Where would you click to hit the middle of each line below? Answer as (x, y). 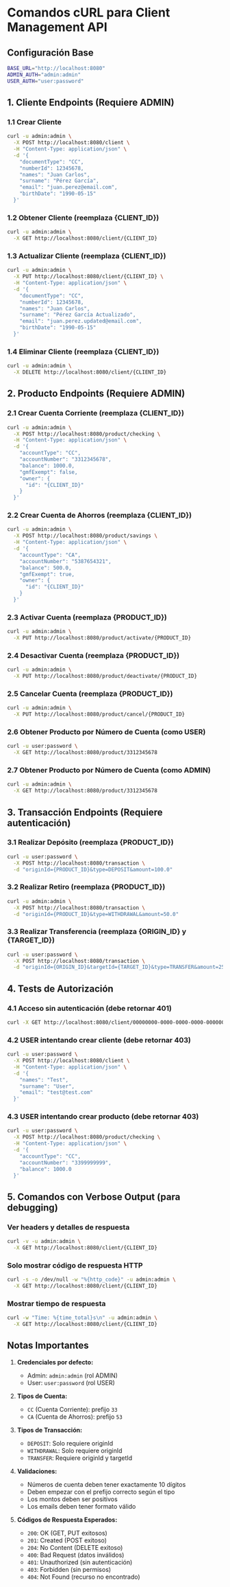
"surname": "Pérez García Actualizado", (78, 315)
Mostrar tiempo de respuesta (56, 1303)
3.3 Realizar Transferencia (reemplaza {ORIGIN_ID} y (97, 932)
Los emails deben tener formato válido (81, 1506)
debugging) (33, 1208)
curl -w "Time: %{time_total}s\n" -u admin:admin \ (82, 1318)
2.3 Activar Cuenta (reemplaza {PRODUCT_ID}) (87, 617)
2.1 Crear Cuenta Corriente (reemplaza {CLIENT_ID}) (96, 413)
